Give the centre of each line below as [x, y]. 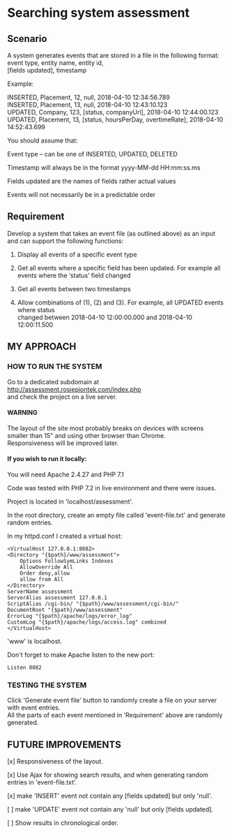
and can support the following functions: [65, 241]
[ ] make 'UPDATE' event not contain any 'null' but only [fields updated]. [110, 810]
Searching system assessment [99, 13]
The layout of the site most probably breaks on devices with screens [106, 428]
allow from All [42, 579]
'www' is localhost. [35, 641]
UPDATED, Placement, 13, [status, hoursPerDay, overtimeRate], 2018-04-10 [115, 119]
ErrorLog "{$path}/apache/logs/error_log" [70, 616]
